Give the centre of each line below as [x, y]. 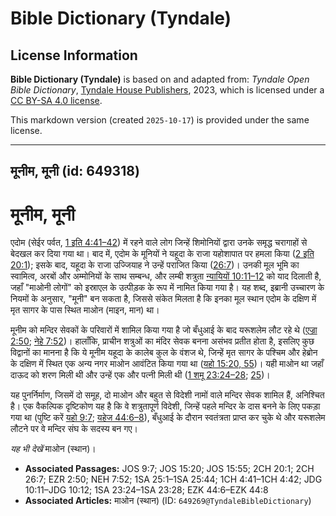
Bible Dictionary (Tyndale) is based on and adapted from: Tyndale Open [160, 79]
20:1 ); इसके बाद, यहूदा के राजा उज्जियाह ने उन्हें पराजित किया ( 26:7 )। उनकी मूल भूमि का [155, 265]
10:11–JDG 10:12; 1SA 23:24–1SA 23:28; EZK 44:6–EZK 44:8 [146, 490]
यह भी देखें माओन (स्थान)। [53, 449]
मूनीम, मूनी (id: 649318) [75, 171]
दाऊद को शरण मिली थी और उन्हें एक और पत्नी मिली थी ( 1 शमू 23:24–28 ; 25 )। [140, 375]
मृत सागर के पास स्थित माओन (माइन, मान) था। [85, 310]
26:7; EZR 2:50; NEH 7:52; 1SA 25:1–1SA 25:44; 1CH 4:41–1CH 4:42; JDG [173, 479]
